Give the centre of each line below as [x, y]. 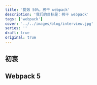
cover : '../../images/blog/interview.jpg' [49, 24]
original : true [21, 38]
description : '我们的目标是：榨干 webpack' [47, 14]
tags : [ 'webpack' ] [24, 19]
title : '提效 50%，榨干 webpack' [37, 10]
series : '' [16, 28]
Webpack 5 [23, 76]
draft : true [17, 33]
